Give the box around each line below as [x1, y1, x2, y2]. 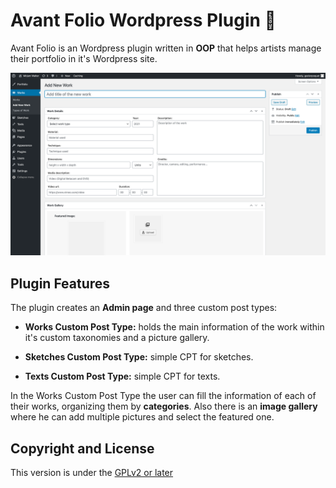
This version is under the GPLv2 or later [10, 466, 174, 478]
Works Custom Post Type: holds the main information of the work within [24, 321, 325, 333]
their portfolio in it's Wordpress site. [10, 52, 158, 64]
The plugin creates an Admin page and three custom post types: [10, 302, 278, 314]
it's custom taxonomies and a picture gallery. [24, 332, 210, 344]
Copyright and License [10, 440, 155, 457]
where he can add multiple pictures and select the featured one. [10, 411, 275, 423]
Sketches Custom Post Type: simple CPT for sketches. [24, 351, 254, 363]
